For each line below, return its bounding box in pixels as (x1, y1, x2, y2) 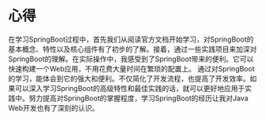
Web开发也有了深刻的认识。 (8, 103, 99, 112)
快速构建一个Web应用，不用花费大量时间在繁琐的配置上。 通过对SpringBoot (8, 64, 255, 73)
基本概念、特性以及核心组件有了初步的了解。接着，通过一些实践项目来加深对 (8, 44, 257, 53)
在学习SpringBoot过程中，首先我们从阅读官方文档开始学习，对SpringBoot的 (8, 35, 254, 44)
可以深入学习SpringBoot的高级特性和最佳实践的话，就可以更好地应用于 (14, 83, 245, 93)
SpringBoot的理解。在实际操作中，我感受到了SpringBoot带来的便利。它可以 (8, 54, 254, 64)
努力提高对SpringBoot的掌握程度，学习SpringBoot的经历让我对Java (28, 93, 248, 103)
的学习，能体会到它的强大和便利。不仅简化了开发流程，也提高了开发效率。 (8, 74, 250, 83)
